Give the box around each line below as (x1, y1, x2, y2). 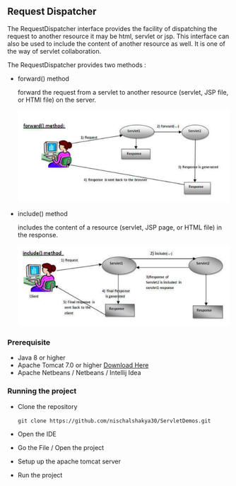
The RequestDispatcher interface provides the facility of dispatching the (7, 24, 218, 32)
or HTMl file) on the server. (17, 95, 97, 104)
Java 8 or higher (17, 353, 66, 362)
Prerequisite (7, 338, 51, 348)
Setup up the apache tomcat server (17, 457, 122, 466)
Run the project (17, 470, 63, 479)
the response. (17, 230, 59, 239)
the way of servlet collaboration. (7, 47, 102, 55)
